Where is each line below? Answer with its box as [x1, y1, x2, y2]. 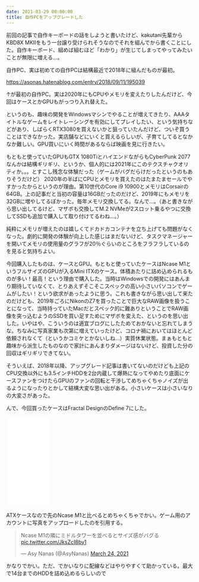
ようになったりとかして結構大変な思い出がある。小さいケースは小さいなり [11, 384, 193, 392]
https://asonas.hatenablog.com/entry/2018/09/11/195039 [6, 78, 146, 85]
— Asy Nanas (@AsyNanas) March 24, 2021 [20, 550, 129, 557]
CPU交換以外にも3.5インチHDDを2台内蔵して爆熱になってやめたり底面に [6, 370, 185, 377]
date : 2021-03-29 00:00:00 [6, 8, 73, 15]
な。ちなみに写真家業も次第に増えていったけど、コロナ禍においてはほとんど [6, 327, 193, 334]
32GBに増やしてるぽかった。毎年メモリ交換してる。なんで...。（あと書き [6, 198, 183, 205]
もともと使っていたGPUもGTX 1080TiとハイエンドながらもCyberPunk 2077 [6, 153, 191, 160]
